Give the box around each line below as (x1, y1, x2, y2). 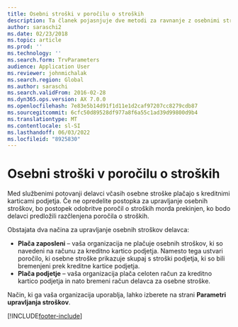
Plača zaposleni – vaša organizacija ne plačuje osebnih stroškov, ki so (17, 239, 223, 248)
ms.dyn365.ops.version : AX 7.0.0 (7, 96, 106, 103)
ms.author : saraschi (7, 83, 69, 90)
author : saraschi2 (7, 23, 62, 30)
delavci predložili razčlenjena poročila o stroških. (7, 212, 150, 220)
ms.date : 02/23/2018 (7, 30, 69, 38)
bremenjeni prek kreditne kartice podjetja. (17, 262, 140, 270)
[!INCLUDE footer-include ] (7, 312, 83, 321)
